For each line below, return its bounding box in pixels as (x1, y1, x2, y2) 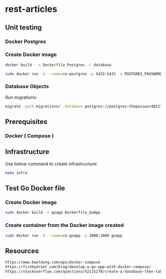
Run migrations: (5, 94, 37, 100)
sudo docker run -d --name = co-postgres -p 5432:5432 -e (5, 71, 123, 76)
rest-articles (5, 3, 58, 15)
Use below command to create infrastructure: (5, 161, 98, 167)
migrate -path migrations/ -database (5, 104, 83, 109)
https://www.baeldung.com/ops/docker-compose (5, 260, 100, 265)
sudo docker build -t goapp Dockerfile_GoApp (5, 210, 100, 215)
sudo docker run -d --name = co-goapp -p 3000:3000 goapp (5, 233, 123, 238)
